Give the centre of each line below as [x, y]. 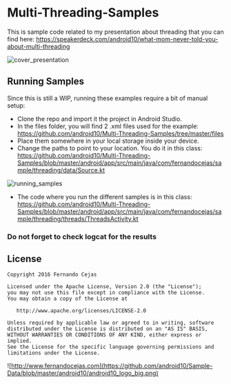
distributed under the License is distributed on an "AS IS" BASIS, [108, 329]
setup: [16, 105]
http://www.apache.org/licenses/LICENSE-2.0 [81, 311]
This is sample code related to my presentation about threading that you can [115, 32]
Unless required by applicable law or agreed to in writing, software [111, 323]
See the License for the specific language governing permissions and [111, 347]
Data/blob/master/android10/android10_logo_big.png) [83, 373]
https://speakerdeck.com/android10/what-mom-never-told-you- [127, 39]
